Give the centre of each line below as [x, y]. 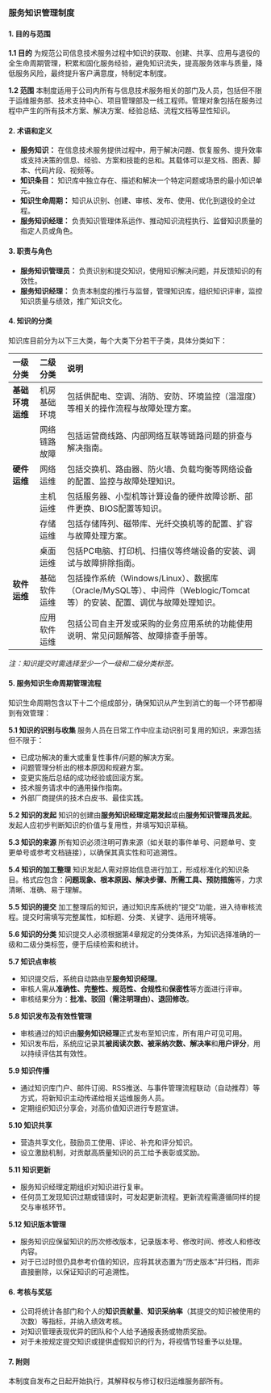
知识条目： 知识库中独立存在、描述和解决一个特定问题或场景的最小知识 [138, 180]
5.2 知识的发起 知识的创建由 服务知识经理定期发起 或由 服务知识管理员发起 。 [132, 815]
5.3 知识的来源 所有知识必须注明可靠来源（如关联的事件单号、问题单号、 [129, 842]
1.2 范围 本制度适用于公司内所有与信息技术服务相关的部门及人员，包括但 [128, 91]
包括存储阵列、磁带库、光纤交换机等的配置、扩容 [160, 523]
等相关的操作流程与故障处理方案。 [132, 408]
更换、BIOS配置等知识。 [121, 509]
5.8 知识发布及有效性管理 [50, 1015]
